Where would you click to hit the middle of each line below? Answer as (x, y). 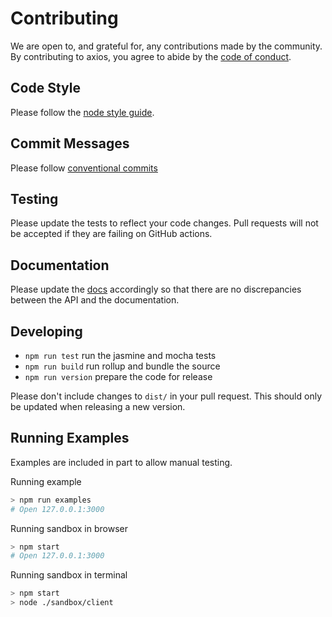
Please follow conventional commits (84, 168)
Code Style (45, 88)
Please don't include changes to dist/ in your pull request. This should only (166, 396)
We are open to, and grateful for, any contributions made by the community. (166, 46)
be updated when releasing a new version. (98, 406)
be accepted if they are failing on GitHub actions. (111, 234)
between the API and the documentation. (95, 300)
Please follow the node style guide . (82, 112)
